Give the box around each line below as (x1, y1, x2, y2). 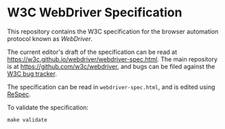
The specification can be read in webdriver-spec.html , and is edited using (7, 83, 215, 91)
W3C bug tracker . (7, 70, 57, 78)
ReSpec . (7, 90, 31, 98)
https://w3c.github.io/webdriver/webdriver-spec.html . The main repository (7, 55, 218, 63)
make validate (7, 116, 48, 124)
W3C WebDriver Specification (7, 5, 182, 20)
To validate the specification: (7, 103, 89, 111)
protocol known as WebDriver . (7, 34, 93, 42)
